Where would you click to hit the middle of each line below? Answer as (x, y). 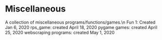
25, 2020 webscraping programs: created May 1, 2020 (60, 32)
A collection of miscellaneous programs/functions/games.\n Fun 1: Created (80, 22)
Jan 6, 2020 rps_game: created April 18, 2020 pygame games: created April (81, 27)
